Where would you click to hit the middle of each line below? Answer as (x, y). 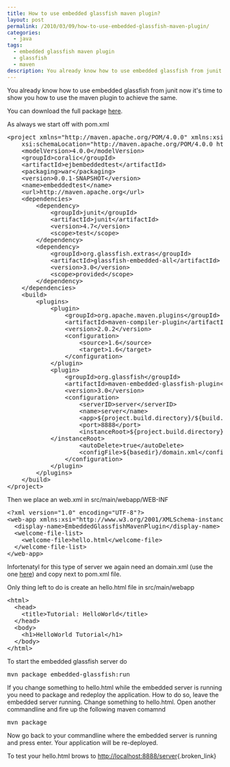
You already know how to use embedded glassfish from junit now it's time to (115, 90)
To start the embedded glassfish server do (67, 661)
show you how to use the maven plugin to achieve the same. (92, 97)
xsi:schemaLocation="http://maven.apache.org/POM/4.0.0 (117, 144)
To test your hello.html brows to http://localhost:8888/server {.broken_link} (112, 756)
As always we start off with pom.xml (58, 124)
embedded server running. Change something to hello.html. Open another (112, 702)
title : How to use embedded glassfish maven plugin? (84, 13)
